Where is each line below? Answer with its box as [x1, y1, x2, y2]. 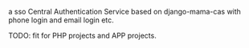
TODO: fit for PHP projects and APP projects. [8, 31, 157, 40]
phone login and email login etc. [8, 15, 114, 25]
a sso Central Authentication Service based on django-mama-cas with [8, 7, 241, 16]
